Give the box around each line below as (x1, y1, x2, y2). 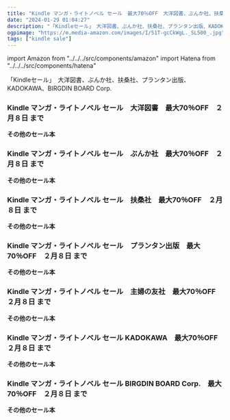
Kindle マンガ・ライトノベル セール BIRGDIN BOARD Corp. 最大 (7, 378, 222, 388)
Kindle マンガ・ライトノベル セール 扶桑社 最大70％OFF (7, 195, 202, 204)
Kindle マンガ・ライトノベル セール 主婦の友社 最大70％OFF (7, 287, 216, 297)
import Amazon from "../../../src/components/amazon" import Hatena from (7, 54, 216, 62)
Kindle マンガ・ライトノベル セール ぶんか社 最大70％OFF (7, 149, 209, 158)
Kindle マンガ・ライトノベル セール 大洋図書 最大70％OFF (7, 103, 209, 113)
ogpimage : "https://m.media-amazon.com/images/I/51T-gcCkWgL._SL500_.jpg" (7, 29, 225, 36)
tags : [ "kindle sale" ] (7, 36, 72, 42)
